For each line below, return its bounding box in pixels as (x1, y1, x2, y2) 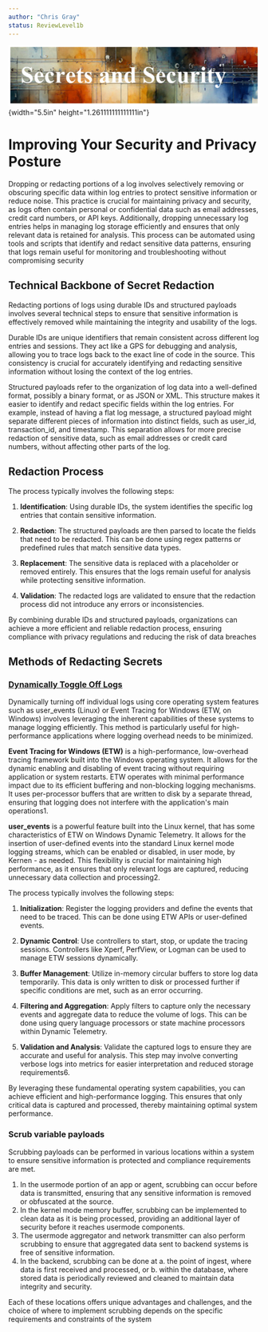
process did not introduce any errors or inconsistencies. (19, 599, 205, 608)
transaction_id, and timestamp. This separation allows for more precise (8, 424, 242, 434)
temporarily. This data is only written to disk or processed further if (19, 977, 241, 987)
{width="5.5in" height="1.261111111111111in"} (8, 108, 150, 118)
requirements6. (19, 1068, 70, 1077)
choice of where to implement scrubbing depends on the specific (8, 1306, 223, 1315)
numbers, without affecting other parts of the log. (8, 441, 171, 451)
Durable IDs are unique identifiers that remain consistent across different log (8, 332, 259, 342)
